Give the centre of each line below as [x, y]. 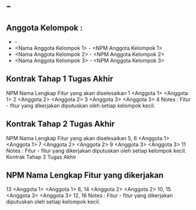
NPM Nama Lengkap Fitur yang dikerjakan [85, 175]
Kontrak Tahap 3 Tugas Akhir [41, 157]
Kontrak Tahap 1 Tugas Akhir [60, 79]
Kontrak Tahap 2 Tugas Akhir [60, 124]
